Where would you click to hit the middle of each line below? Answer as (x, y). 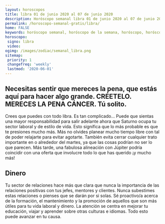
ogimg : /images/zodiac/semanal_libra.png (48, 51)
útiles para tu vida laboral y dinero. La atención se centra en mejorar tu (77, 206)
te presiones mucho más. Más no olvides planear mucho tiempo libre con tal (82, 132)
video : (14, 46)
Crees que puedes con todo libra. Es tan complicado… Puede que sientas (79, 116)
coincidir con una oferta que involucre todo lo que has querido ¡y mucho (78, 152)
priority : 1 (19, 60)
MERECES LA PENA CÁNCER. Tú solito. (66, 104)
